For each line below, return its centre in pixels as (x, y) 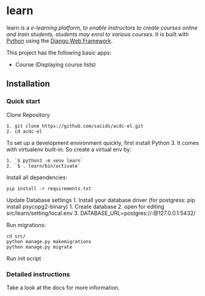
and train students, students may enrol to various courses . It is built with (98, 34)
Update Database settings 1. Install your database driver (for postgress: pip (101, 200)
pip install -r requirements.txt (49, 189)
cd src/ (16, 236)
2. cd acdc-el (24, 131)
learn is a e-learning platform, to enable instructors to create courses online (102, 28)
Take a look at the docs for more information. (63, 287)
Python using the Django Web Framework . (60, 41)
